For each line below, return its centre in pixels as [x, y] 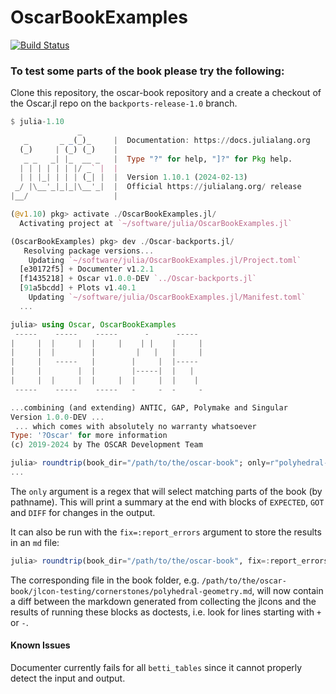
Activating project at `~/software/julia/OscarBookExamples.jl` [156, 223]
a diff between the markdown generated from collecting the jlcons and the [163, 601]
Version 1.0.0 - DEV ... [57, 417]
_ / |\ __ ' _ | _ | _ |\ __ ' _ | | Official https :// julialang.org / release [158, 187]
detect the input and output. [68, 678]
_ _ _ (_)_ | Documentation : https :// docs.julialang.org [167, 140]
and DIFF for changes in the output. [83, 512]
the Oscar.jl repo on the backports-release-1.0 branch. [124, 103]
